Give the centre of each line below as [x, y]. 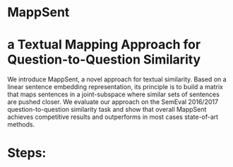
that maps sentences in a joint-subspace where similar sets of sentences [114, 94]
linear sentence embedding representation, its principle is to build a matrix [115, 87]
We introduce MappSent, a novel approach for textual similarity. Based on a [117, 79]
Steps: [27, 153]
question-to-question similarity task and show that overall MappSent [107, 110]
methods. [21, 125]
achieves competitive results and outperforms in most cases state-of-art [113, 117]
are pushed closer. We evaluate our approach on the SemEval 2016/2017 [113, 102]
